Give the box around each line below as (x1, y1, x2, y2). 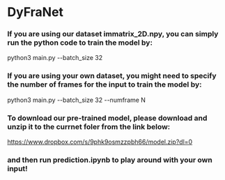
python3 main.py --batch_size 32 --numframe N (7, 96, 146, 104)
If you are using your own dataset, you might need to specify (7, 71, 217, 81)
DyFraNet (7, 4, 64, 20)
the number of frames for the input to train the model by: (7, 80, 202, 89)
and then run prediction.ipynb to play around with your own (7, 155, 212, 165)
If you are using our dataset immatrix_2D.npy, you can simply (7, 29, 219, 39)
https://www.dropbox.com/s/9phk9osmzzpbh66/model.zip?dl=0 (7, 137, 193, 147)
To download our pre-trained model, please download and (7, 113, 208, 123)
